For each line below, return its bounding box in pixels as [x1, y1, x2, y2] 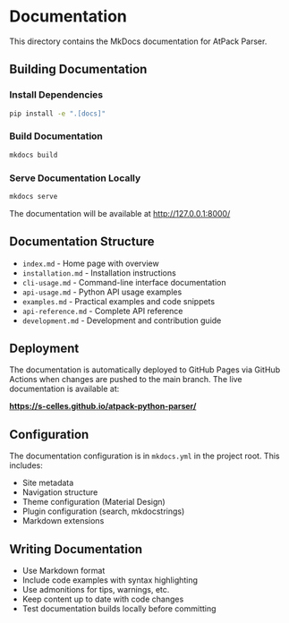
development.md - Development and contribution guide [21, 315, 222, 326]
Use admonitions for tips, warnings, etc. [21, 585, 170, 595]
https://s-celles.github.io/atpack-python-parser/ [9, 401, 197, 412]
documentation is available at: [9, 383, 120, 395]
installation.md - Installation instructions [21, 267, 176, 278]
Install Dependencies [9, 89, 104, 101]
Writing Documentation [9, 542, 143, 557]
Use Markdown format [21, 566, 106, 576]
